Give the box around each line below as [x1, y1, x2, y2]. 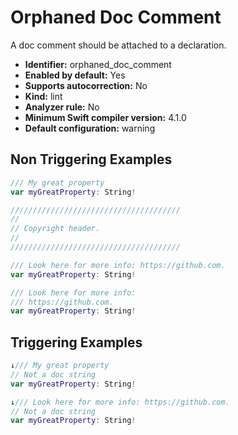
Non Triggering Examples [10, 151, 173, 168]
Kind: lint [24, 90, 63, 102]
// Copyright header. [10, 224, 101, 234]
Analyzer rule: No [24, 101, 100, 113]
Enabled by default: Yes [24, 69, 126, 81]
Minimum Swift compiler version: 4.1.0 [24, 111, 187, 123]
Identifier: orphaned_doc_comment [24, 58, 172, 70]
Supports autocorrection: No [24, 79, 148, 91]
